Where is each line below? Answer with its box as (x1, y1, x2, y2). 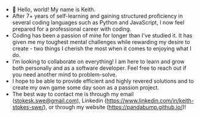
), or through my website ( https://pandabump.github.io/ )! (43, 104, 187, 110)
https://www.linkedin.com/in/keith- (106, 97, 194, 104)
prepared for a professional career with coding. (12, 25, 131, 32)
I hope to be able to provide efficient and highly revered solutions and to (12, 77, 194, 85)
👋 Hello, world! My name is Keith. (12, 6, 96, 13)
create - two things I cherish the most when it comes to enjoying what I (12, 45, 191, 52)
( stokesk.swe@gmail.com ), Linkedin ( (12, 97, 107, 104)
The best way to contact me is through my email (12, 91, 134, 97)
